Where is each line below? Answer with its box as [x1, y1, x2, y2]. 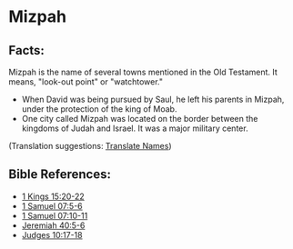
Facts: [8, 43, 45, 58]
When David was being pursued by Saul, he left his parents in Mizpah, [21, 94, 285, 105]
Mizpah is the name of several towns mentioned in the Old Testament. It [8, 66, 278, 77]
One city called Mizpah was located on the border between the [21, 114, 258, 124]
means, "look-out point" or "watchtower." [8, 76, 164, 87]
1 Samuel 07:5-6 [21, 200, 83, 211]
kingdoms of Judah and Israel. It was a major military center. [21, 123, 248, 134]
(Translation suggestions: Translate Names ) [8, 141, 172, 151]
